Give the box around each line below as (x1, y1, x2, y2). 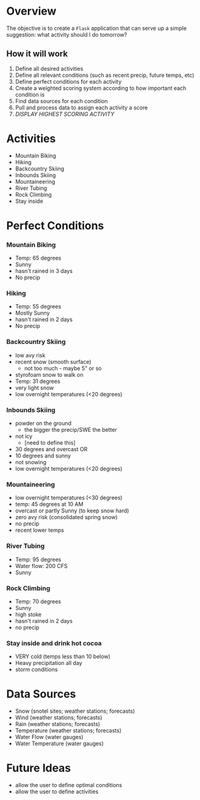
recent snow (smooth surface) (15, 358, 91, 365)
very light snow (15, 384, 54, 391)
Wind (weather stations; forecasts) (15, 714, 102, 721)
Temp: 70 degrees (15, 597, 62, 605)
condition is (15, 90, 45, 98)
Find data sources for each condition (15, 97, 108, 104)
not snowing (15, 459, 47, 466)
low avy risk (15, 351, 46, 358)
